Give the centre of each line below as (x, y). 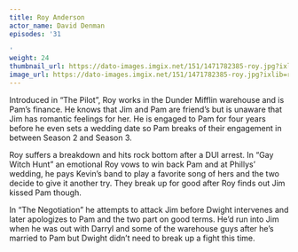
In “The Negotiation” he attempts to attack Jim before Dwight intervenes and (149, 209)
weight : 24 (29, 59)
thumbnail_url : (37, 67)
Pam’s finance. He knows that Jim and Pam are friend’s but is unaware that (145, 109)
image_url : (29, 75)
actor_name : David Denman (57, 26)
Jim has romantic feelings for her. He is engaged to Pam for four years (137, 118)
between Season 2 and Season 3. (71, 138)
